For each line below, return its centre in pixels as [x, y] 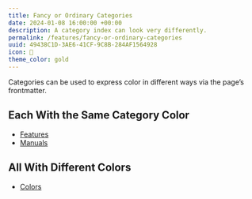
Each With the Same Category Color [99, 115]
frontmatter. [28, 90]
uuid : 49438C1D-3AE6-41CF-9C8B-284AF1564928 [83, 45]
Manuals [34, 142]
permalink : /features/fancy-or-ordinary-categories [95, 38]
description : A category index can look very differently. [108, 30]
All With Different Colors [70, 168]
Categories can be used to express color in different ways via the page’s [126, 82]
